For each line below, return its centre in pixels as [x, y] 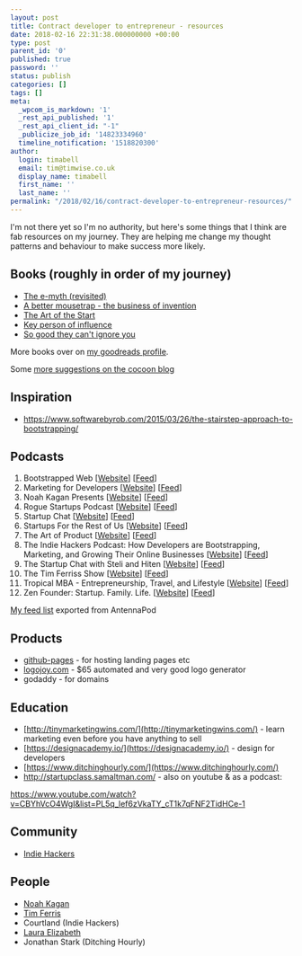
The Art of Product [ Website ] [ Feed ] [90, 536]
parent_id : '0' [39, 51]
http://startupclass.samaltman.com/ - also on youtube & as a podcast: [152, 776]
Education [40, 708]
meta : [20, 101]
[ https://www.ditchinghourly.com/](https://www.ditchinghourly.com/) [151, 767]
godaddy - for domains [66, 679]
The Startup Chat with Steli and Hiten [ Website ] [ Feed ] [124, 564]
